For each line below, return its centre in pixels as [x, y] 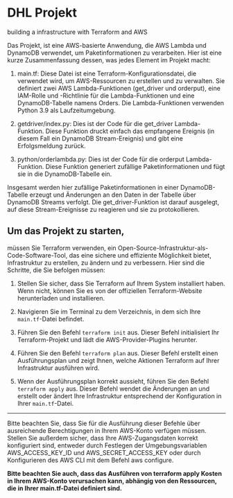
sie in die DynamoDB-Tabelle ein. [64, 174]
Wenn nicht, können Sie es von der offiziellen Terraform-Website [110, 291]
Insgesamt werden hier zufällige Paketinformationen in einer [93, 187]
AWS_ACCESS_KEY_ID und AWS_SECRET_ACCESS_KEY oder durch [104, 452]
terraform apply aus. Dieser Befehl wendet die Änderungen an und [113, 389]
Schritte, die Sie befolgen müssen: [56, 270]
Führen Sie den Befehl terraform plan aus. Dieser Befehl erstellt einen [118, 353]
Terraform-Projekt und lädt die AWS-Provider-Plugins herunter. [107, 339]
